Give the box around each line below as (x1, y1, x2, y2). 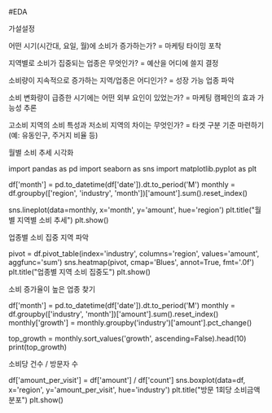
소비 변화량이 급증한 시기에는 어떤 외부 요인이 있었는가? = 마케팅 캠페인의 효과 (8, 93, 256, 102)
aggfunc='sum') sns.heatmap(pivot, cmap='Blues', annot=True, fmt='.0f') (8, 258, 255, 267)
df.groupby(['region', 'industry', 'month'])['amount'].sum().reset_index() (8, 189, 248, 198)
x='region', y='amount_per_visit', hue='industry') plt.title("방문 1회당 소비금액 (8, 385, 261, 394)
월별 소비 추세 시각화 (8, 148, 74, 157)
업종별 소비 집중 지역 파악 (8, 233, 90, 242)
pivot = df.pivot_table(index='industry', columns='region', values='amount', (8, 249, 260, 259)
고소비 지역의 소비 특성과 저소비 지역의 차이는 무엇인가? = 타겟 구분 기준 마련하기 (8, 120, 265, 129)
